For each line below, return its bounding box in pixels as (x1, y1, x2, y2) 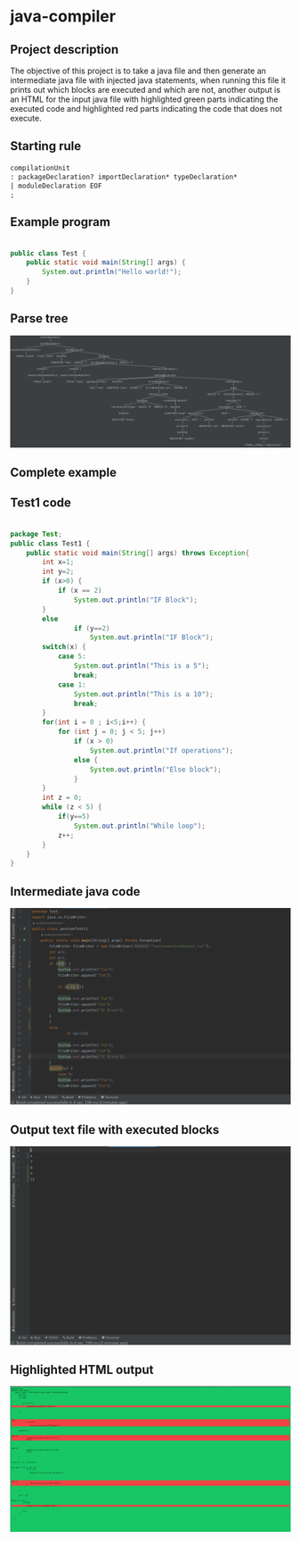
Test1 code (10, 496, 72, 511)
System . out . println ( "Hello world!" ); (42, 268, 182, 277)
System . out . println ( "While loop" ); (73, 821, 206, 830)
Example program (10, 214, 110, 229)
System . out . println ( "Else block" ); (89, 765, 222, 774)
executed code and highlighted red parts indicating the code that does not (10, 104, 283, 113)
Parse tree (10, 311, 69, 327)
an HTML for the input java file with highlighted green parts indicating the (10, 94, 279, 104)
